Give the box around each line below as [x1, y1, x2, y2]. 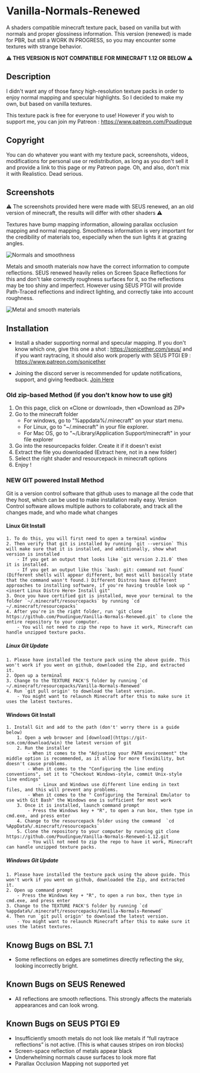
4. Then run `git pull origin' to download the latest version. [6, 913, 169, 919]
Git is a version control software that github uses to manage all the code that [6, 489, 193, 497]
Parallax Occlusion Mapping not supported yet [14, 1060, 129, 1067]
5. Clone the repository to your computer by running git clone [17, 829, 180, 835]
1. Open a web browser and [17, 735, 84, 741]
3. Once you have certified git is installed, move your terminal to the [6, 592, 193, 599]
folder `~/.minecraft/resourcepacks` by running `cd [6, 598, 140, 604]
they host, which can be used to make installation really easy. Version [6, 496, 177, 503]
